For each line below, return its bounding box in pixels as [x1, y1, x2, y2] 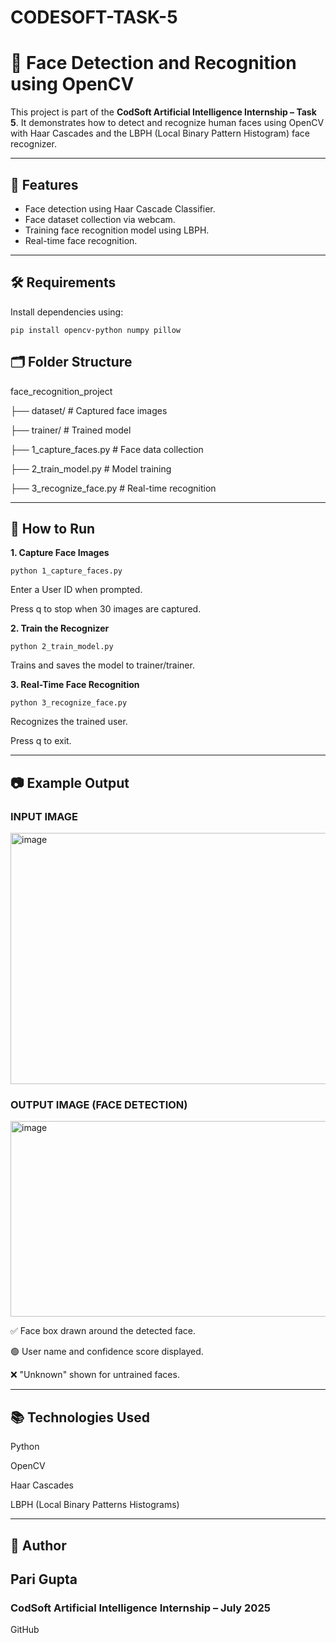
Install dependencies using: [10, 306, 124, 318]
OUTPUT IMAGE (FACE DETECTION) [10, 1097, 188, 1111]
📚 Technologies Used [10, 1409, 150, 1426]
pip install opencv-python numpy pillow [10, 325, 182, 335]
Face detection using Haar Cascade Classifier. [24, 202, 216, 215]
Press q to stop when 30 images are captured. [10, 603, 202, 615]
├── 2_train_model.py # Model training [10, 462, 172, 475]
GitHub [10, 1624, 40, 1636]
